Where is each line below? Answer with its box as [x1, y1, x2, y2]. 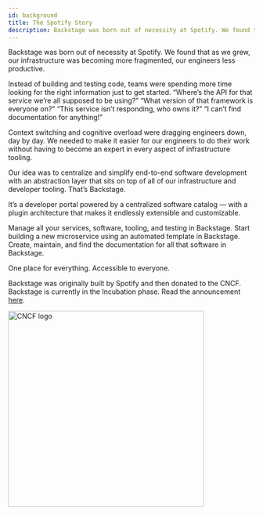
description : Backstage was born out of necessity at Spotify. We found [8, 26, 250, 34]
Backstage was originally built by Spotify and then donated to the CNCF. [8, 279, 241, 288]
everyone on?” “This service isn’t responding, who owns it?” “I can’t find [8, 104, 241, 114]
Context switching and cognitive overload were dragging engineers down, [8, 128, 247, 137]
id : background [8, 11, 58, 20]
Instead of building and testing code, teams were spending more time [8, 79, 232, 89]
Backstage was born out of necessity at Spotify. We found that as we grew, [8, 48, 250, 57]
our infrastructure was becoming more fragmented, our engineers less [8, 56, 236, 65]
